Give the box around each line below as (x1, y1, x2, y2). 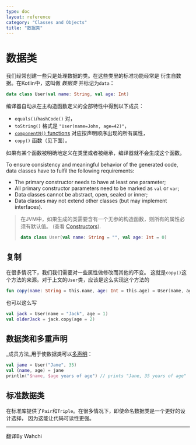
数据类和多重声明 (6, 334, 68, 344)
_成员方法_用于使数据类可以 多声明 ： (6, 350, 93, 357)
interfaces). (14, 203, 43, 211)
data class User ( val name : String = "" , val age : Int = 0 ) (20, 234, 167, 240)
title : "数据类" (6, 25, 43, 31)
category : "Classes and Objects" (6, 19, 87, 25)
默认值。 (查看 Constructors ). (30, 223, 101, 230)
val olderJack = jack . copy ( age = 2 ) (6, 316, 95, 322)
